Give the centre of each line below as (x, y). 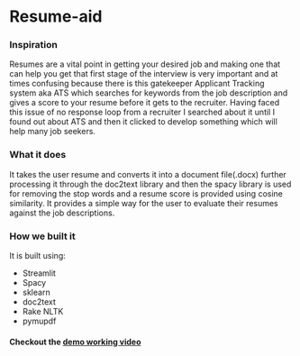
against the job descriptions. (62, 213)
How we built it (43, 236)
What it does (38, 155)
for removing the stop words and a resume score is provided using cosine (146, 193)
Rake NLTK (43, 312)
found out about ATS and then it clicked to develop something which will (143, 122)
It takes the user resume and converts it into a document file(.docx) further (148, 174)
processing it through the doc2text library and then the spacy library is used (150, 184)
